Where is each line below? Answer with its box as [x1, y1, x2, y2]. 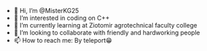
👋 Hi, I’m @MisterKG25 [13, 7, 80, 14]
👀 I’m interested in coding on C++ [13, 14, 110, 22]
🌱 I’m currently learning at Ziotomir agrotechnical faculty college [13, 21, 197, 29]
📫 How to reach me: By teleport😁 [13, 37, 113, 44]
